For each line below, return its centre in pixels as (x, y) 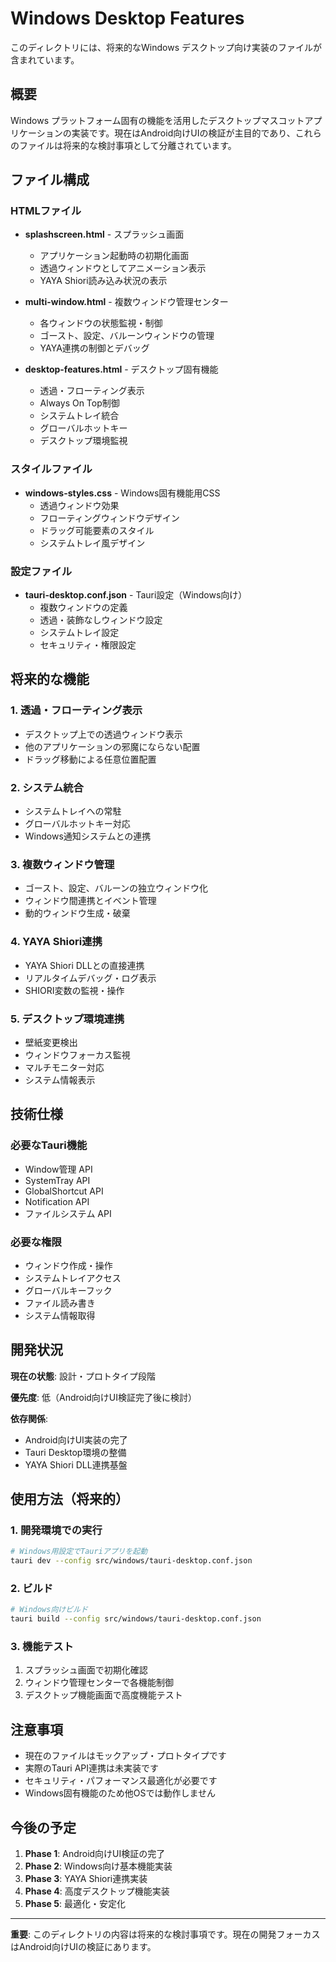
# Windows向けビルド (49, 1610)
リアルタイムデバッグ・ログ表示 (90, 978)
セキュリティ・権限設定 (88, 645)
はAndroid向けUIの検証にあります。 (83, 1947)
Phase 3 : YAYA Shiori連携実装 (86, 1879)
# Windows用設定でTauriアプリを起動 (79, 1552)
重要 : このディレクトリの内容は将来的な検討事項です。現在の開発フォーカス (165, 1934)
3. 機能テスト (42, 1647)
